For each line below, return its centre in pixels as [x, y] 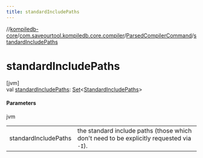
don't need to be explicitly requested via [134, 138]
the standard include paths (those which [135, 130]
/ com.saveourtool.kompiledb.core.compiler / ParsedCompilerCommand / [106, 35]
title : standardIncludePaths [43, 12]
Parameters [21, 103]
